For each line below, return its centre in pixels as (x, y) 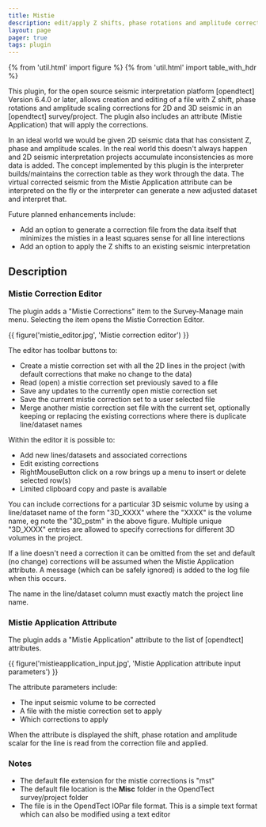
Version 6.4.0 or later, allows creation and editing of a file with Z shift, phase (132, 100)
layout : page (30, 30)
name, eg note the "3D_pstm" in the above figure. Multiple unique (115, 521)
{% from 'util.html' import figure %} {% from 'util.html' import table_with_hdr (133, 67)
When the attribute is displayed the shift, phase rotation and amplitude (123, 735)
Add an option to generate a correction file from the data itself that (128, 230)
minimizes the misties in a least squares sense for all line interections (132, 238)
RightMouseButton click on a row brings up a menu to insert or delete (133, 472)
